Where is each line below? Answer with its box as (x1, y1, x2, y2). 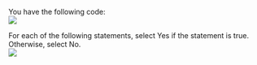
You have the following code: (8, 7, 106, 16)
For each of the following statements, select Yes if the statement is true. (8, 31, 250, 40)
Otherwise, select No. (8, 40, 81, 49)
